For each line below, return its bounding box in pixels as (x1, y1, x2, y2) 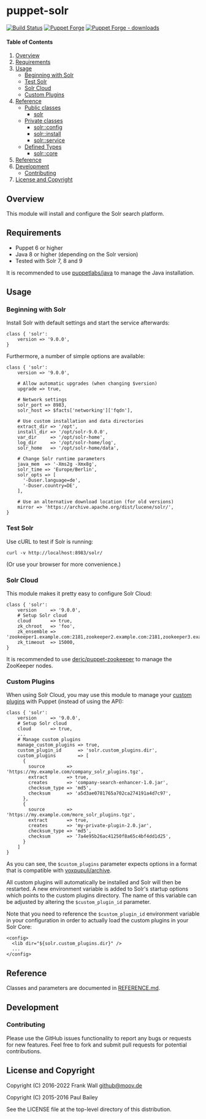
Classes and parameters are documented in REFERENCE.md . (6, 984, 161, 992)
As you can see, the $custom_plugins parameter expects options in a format (6, 860, 197, 868)
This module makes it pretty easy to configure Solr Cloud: (6, 590, 152, 597)
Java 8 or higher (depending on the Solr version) (15, 250, 139, 258)
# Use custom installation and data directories (17, 418, 144, 425)
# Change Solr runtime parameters (17, 456, 105, 462)
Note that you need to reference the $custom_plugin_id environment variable (6, 910, 200, 917)
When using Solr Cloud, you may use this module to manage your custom (6, 691, 192, 699)
